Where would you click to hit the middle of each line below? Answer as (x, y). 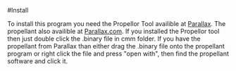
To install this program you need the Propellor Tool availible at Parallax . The (117, 24)
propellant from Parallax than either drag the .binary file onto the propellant (116, 46)
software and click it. (38, 61)
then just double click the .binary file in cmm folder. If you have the (104, 39)
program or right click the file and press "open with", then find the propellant (118, 53)
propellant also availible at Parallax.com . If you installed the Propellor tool (113, 31)
